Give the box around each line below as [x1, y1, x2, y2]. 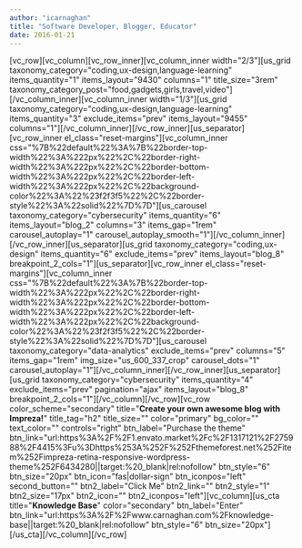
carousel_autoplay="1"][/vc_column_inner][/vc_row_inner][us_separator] [9, 365, 281, 376]
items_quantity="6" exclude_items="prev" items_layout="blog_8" [40, 249, 285, 259]
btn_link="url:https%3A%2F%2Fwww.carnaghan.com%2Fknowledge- [9, 510, 275, 521]
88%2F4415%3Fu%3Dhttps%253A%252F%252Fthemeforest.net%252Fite [9, 442, 292, 453]
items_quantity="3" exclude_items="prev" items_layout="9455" [9, 113, 248, 124]
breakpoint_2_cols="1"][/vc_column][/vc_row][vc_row [9, 393, 211, 405]
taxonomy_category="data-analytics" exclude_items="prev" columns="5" [9, 345, 287, 356]
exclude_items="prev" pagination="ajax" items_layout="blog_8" [9, 384, 249, 395]
